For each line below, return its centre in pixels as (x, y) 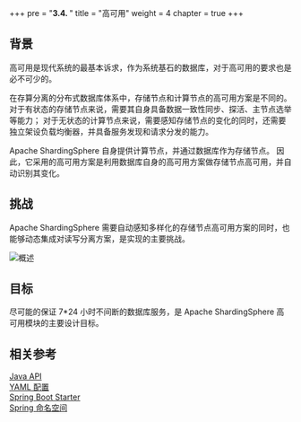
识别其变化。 (40, 172)
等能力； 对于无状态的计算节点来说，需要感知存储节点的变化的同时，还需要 (148, 120)
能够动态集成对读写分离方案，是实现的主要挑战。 (99, 238)
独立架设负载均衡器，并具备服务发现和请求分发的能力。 (111, 131)
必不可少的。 (33, 78)
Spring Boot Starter (45, 397)
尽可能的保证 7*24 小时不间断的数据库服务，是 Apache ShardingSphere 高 (147, 312)
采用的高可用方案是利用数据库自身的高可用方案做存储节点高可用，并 (158, 162)
